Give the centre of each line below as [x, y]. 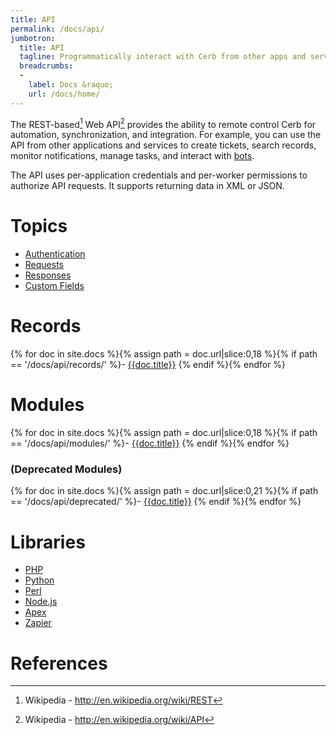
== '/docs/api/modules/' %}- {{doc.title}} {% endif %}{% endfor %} [150, 443]
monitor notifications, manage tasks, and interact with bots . [132, 156]
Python [39, 580]
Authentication [55, 254]
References [59, 663]
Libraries [48, 542]
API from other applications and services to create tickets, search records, [163, 145]
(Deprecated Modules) [66, 469]
